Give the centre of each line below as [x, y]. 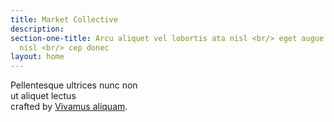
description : [37, 29]
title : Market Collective [64, 19]
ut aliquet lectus [43, 96]
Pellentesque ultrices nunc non [74, 85]
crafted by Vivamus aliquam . [69, 107]
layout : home [37, 57]
